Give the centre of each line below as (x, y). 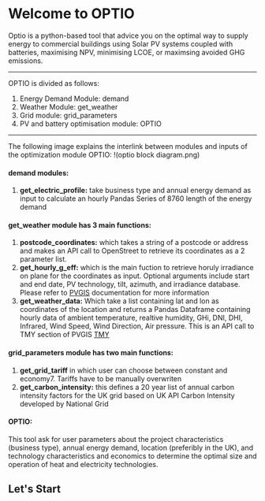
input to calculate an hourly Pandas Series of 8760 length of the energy (136, 199)
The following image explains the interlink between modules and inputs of (128, 146)
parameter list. (43, 259)
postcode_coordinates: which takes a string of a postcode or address (134, 243)
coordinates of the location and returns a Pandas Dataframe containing (135, 310)
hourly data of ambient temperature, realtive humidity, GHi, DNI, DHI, (131, 318)
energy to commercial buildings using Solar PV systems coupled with (121, 43)
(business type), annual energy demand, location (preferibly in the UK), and (131, 447)
